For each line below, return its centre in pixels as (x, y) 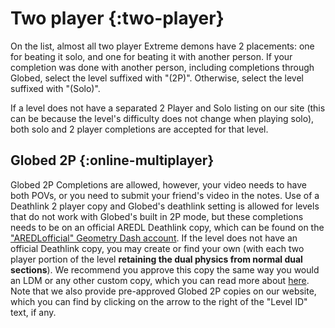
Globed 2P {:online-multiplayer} (112, 160)
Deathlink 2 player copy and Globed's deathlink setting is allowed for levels (165, 206)
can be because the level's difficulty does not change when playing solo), (162, 118)
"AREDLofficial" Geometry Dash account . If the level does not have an (154, 238)
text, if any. (33, 312)
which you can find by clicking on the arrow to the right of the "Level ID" (159, 301)
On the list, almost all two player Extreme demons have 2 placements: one (162, 46)
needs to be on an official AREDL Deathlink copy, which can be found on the (167, 227)
